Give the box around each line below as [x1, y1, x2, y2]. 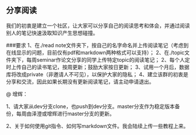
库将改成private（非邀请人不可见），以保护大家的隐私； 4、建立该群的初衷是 [6, 70, 188, 77]
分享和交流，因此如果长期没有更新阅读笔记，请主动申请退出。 [6, 78, 155, 85]
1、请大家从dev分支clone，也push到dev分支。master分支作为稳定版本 [6, 102, 175, 109]
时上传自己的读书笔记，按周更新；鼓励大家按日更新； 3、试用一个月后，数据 [6, 63, 190, 70]
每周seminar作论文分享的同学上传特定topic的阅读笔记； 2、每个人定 [26, 56, 190, 63]
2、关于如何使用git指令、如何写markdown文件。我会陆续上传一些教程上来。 [6, 122, 189, 129]
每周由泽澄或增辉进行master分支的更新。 [16, 110, 115, 117]
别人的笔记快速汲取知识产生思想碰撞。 [6, 29, 98, 36]
